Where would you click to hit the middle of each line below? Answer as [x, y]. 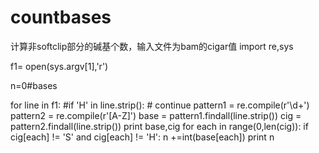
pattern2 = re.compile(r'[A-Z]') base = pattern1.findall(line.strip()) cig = [156, 115]
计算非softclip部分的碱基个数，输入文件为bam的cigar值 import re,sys [152, 46]
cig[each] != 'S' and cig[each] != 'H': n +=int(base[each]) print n [142, 137]
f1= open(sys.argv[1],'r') [59, 66]
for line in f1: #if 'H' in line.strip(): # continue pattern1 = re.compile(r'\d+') [160, 105]
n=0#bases [34, 85]
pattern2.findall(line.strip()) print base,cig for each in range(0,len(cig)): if [159, 126]
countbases [61, 17]
